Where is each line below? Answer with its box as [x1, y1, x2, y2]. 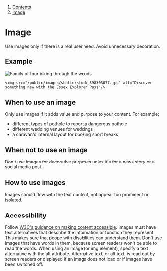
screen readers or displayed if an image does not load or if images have [5, 256, 153, 262]
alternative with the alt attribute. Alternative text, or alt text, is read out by [5, 251, 155, 257]
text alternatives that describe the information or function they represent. [5, 230, 155, 235]
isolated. [5, 197, 23, 203]
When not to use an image [5, 146, 88, 154]
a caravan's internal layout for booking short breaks [12, 131, 118, 137]
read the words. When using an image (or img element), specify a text [5, 245, 148, 251]
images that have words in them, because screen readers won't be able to [5, 240, 157, 246]
